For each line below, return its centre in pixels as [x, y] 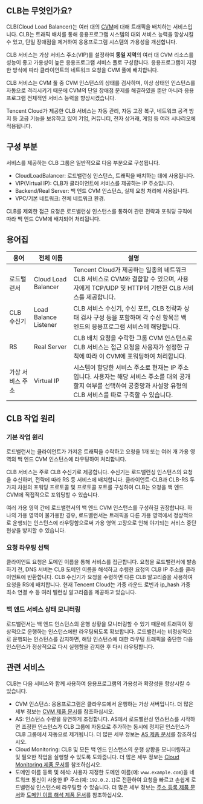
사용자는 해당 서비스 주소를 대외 [136, 377]
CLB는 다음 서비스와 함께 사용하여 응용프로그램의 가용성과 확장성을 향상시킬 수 [98, 683]
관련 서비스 [26, 668]
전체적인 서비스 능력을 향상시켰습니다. [72, 98]
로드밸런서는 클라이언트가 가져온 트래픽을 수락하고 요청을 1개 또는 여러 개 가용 [98, 452]
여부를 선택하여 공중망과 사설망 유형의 [137, 386]
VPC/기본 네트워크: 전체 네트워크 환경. [60, 198]
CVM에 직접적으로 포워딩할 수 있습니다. [53, 495]
